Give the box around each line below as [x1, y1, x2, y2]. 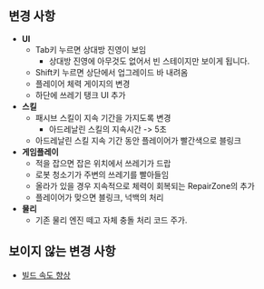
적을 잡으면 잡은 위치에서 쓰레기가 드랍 [34, 157, 171, 168]
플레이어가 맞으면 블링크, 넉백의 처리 [34, 192, 164, 203]
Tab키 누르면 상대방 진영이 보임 [34, 44, 147, 55]
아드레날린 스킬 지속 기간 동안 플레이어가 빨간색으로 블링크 [34, 135, 242, 145]
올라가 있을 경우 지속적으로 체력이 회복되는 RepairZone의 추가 [34, 180, 255, 191]
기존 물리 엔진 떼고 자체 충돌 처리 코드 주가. [34, 214, 188, 225]
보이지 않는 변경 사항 [8, 244, 116, 259]
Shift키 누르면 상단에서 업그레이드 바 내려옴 [34, 66, 189, 77]
